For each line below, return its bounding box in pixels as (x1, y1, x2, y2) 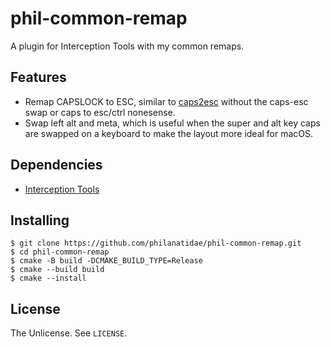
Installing (10, 212, 70, 229)
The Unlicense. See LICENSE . (10, 327, 128, 339)
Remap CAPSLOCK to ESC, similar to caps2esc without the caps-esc (24, 95, 309, 107)
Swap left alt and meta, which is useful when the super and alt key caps (24, 117, 321, 129)
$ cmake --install (10, 273, 87, 284)
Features (10, 69, 67, 86)
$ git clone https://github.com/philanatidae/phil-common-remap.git (10, 238, 302, 249)
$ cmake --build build (10, 265, 105, 275)
